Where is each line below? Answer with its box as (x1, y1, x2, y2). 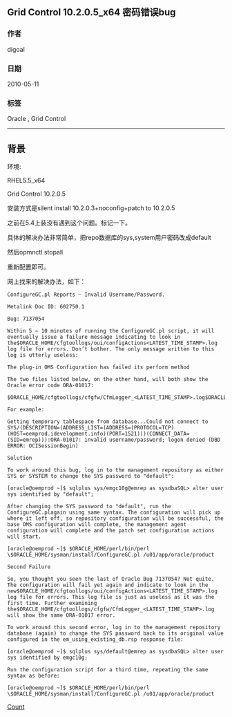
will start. (7, 533, 41, 541)
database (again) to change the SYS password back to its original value (7, 630, 224, 637)
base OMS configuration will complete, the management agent (7, 521, 187, 528)
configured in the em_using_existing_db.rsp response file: (7, 636, 184, 643)
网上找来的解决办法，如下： (7, 277, 86, 286)
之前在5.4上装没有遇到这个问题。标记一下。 (7, 218, 132, 227)
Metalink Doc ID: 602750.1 (7, 304, 85, 310)
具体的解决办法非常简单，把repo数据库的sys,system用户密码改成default (7, 234, 212, 242)
